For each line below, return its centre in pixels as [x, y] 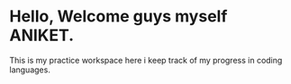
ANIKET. [42, 35]
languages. [30, 70]
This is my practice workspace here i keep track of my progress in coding [146, 60]
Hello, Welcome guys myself [118, 17]
